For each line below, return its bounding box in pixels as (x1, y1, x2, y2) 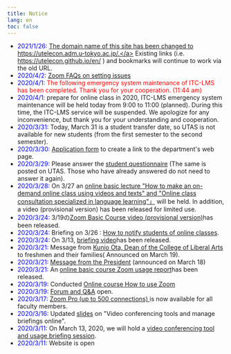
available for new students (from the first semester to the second (17, 130, 203, 139)
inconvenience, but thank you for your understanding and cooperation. (17, 116, 219, 124)
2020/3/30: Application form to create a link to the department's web (17, 145, 214, 153)
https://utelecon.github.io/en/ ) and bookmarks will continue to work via (17, 57, 222, 65)
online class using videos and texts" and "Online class (42, 189, 197, 197)
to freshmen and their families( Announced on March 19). (17, 251, 181, 259)
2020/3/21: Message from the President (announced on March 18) (17, 258, 206, 267)
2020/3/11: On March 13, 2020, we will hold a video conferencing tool (17, 324, 215, 333)
